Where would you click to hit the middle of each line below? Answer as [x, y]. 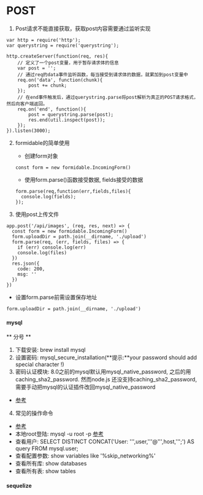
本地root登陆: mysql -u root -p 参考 [59, 434]
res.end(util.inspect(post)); [67, 120]
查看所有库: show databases [51, 464]
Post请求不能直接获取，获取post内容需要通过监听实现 [83, 28]
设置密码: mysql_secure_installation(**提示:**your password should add [106, 357]
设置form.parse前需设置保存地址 [56, 297]
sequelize [19, 485]
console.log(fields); [49, 197]
